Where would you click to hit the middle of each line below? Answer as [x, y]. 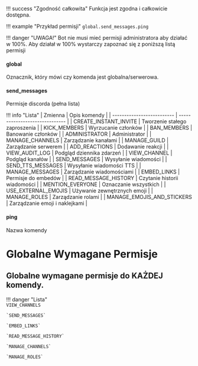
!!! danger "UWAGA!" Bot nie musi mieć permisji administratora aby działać [97, 38]
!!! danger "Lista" [27, 299]
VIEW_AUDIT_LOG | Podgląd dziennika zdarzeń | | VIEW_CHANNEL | [89, 153]
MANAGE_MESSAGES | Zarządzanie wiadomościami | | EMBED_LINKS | [93, 172]
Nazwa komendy [27, 230]
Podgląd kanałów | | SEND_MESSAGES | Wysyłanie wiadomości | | [87, 159]
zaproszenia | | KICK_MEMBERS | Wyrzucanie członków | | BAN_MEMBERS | [99, 128]
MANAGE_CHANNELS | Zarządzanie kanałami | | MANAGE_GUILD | [87, 140]
